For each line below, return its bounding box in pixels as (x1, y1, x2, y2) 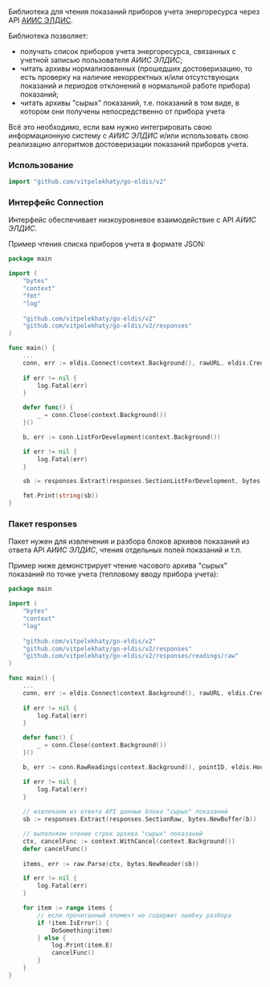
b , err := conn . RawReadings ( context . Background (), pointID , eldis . (22, 763, 253, 771)
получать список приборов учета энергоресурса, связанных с (19, 47, 236, 56)
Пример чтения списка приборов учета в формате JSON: (8, 239, 207, 249)
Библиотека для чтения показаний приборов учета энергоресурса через (8, 7, 260, 16)
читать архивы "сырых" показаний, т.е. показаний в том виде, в (19, 98, 239, 107)
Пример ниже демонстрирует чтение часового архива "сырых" (8, 560, 227, 571)
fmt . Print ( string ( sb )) (22, 492, 99, 500)
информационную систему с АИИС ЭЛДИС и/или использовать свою (8, 131, 249, 140)
